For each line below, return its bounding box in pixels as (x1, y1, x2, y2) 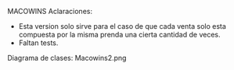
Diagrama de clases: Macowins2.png (7, 54, 127, 62)
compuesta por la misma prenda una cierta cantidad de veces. (18, 30, 221, 39)
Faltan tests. (18, 38, 59, 47)
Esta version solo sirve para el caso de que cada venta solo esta (18, 22, 226, 30)
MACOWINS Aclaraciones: (7, 7, 93, 16)
